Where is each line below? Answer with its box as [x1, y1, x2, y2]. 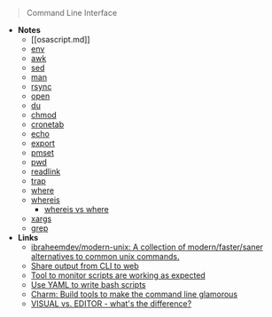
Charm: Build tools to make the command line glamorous [30, 289, 238, 299]
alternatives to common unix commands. [30, 251, 180, 261]
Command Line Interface [26, 8, 118, 18]
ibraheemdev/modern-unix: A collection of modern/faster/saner [30, 242, 264, 252]
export [30, 138, 56, 148]
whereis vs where [43, 204, 109, 214]
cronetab [30, 119, 65, 130]
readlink [30, 166, 61, 177]
